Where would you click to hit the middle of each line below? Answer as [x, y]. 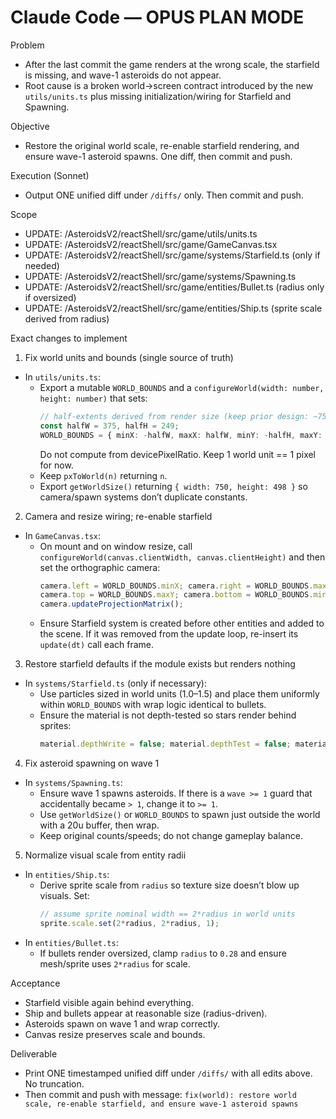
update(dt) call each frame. [96, 645]
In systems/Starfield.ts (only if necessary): [116, 683]
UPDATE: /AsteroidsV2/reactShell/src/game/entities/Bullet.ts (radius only [174, 287]
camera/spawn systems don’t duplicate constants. [143, 497]
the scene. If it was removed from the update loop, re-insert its [169, 634]
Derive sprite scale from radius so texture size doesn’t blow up [169, 885]
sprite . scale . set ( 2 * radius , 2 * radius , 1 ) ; [129, 923]
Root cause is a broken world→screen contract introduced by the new [169, 85]
